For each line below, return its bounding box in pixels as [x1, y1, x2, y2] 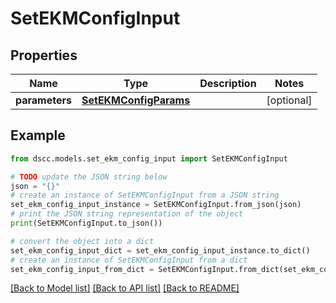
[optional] [266, 93, 313, 107]
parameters [15, 93, 72, 107]
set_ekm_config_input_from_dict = [10, 264, 155, 274]
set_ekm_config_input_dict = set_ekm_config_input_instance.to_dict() [10, 245, 311, 256]
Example [10, 127, 66, 144]
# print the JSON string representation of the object [10, 209, 244, 219]
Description [199, 77, 257, 90]
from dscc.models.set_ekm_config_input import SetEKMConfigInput [10, 153, 288, 164]
